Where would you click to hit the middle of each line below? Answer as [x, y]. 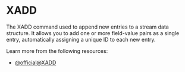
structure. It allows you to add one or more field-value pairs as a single [93, 33]
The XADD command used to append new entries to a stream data [88, 27]
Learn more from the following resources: [57, 51]
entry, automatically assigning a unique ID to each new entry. [81, 39]
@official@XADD [35, 62]
